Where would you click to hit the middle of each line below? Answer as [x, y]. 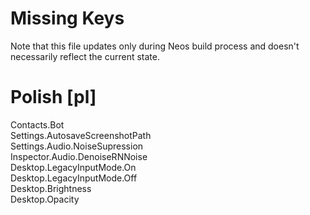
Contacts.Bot [37, 124]
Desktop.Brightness [51, 188]
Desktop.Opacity [45, 199]
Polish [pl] [53, 97]
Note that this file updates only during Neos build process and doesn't [155, 46]
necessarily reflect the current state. [85, 56]
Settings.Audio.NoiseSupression [77, 146]
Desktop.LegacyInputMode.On [73, 167]
